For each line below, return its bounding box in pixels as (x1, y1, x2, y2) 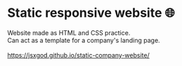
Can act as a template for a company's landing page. (7, 36, 160, 44)
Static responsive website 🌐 (7, 5, 175, 21)
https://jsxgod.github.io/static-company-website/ (7, 51, 150, 59)
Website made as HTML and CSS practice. (7, 28, 131, 37)
